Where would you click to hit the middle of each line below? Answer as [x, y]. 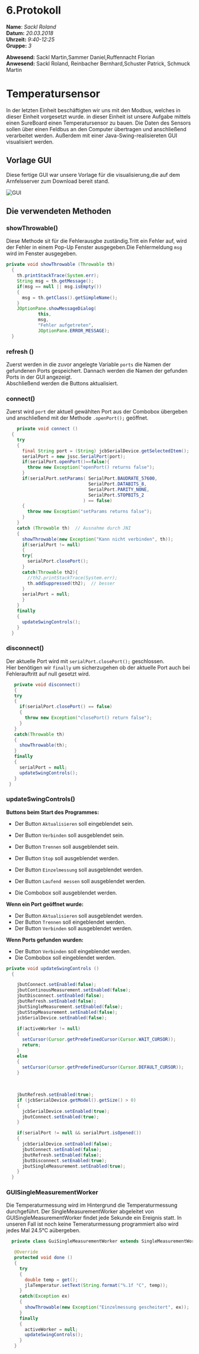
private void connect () [47, 429]
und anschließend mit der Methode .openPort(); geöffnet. [78, 418]
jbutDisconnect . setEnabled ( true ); [65, 1160]
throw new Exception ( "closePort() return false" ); [88, 718]
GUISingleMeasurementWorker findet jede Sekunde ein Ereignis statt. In [94, 1218]
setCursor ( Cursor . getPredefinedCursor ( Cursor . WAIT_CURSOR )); [99, 1039]
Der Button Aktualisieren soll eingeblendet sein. [74, 823]
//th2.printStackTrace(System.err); [73, 578]
